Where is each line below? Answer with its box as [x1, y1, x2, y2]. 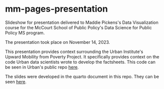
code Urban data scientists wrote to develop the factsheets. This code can [5, 59, 156, 65]
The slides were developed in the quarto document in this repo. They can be [5, 73, 159, 79]
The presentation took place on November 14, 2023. [5, 39, 110, 45]
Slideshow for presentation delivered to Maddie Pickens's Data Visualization [5, 19, 159, 25]
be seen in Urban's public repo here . [5, 64, 79, 70]
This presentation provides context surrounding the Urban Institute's [5, 49, 143, 54]
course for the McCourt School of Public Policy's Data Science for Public [5, 24, 152, 30]
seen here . [5, 79, 27, 85]
